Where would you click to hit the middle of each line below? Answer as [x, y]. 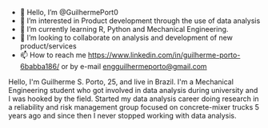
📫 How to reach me [53, 55]
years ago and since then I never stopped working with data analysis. [123, 116]
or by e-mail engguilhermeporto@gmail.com [134, 66]
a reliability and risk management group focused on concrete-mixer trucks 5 [134, 107]
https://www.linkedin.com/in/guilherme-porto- [164, 55]
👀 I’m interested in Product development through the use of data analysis [140, 21]
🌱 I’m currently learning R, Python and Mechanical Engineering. [124, 29]
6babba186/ [40, 66]
